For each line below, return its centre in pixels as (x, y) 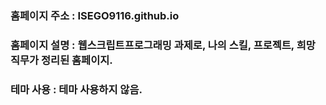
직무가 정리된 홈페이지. (61, 60)
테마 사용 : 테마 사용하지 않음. (76, 89)
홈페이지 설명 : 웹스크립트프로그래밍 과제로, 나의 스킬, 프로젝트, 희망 (163, 45)
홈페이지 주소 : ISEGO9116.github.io (95, 15)
